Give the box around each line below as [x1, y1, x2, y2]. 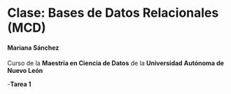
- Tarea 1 [7, 80, 31, 88]
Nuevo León [7, 67, 43, 75]
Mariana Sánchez [7, 43, 59, 52]
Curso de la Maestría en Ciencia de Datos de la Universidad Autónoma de [7, 59, 224, 67]
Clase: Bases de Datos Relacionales [7, 5, 219, 21]
